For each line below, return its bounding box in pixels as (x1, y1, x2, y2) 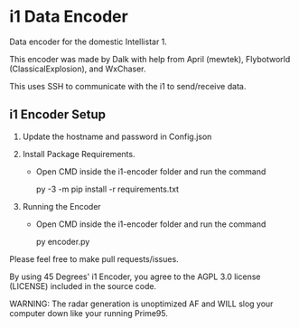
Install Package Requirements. (22, 148, 135, 159)
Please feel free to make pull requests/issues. (9, 253, 179, 264)
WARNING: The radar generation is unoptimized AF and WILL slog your (9, 298, 274, 309)
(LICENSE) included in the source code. (9, 280, 156, 291)
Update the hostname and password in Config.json (22, 131, 212, 142)
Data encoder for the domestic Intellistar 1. (9, 36, 167, 47)
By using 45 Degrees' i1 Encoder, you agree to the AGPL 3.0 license (9, 271, 261, 282)
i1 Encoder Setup (9, 107, 107, 123)
